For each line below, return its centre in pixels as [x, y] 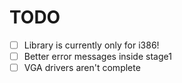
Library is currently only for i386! [91, 45]
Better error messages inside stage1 [97, 56]
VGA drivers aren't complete [82, 68]
